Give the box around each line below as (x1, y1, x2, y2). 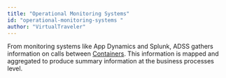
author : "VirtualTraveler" (7, 23, 86, 30)
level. (7, 64, 23, 73)
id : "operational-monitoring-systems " (7, 17, 124, 24)
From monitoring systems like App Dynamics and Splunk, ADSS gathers (7, 42, 213, 51)
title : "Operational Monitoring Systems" (7, 10, 130, 17)
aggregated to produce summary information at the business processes (7, 57, 215, 65)
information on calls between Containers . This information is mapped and (7, 49, 219, 58)
